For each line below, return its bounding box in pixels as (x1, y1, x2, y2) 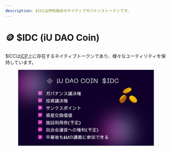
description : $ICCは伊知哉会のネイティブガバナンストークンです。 (5, 8, 132, 13)
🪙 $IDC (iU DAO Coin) (5, 32, 100, 43)
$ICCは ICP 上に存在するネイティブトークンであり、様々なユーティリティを (5, 53, 161, 59)
